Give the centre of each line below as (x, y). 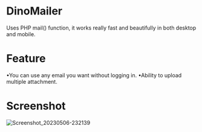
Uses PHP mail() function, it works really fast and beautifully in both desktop (101, 28)
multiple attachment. (32, 81)
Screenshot (36, 106)
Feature (26, 59)
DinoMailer (34, 11)
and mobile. (21, 34)
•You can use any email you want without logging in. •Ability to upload (94, 75)
